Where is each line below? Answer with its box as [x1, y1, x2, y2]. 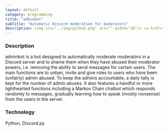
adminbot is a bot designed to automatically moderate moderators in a [5, 53, 150, 60]
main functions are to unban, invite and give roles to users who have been [5, 69, 157, 75]
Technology [5, 108, 35, 115]
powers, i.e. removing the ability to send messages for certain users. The [5, 64, 156, 70]
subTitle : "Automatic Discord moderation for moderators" [5, 21, 128, 26]
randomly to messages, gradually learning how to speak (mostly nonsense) [5, 91, 160, 97]
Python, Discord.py [5, 120, 45, 126]
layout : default [5, 7, 39, 12]
